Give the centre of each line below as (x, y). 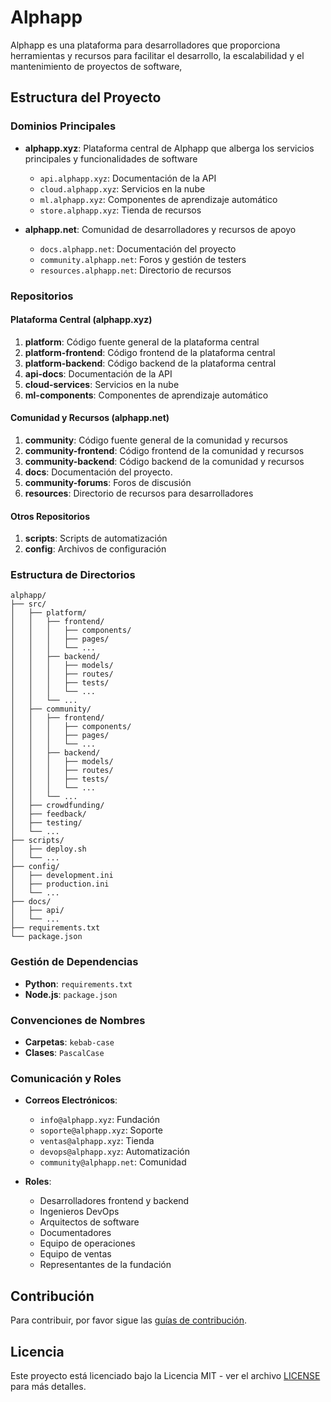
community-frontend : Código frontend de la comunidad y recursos (164, 450)
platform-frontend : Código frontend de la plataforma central (150, 352)
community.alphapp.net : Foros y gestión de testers (143, 259)
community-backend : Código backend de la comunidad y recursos (164, 461)
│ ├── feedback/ (48, 814)
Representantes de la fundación (105, 1265)
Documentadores (75, 1233)
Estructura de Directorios (73, 575)
